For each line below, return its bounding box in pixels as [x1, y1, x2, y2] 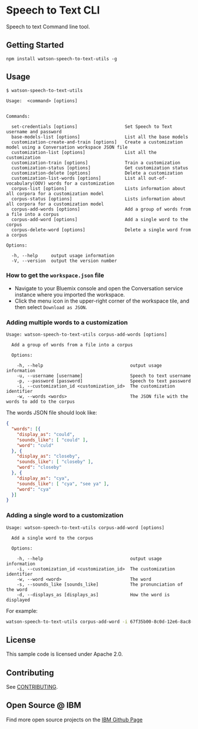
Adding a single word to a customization [6, 511, 124, 520]
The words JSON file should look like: [6, 409, 97, 416]
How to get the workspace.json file [6, 271, 104, 280]
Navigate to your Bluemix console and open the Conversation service [14, 284, 183, 292]
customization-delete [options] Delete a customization [11, 170, 183, 176]
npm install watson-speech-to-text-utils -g [6, 55, 117, 62]
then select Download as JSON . [14, 303, 87, 310]
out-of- [148, 175, 167, 181]
